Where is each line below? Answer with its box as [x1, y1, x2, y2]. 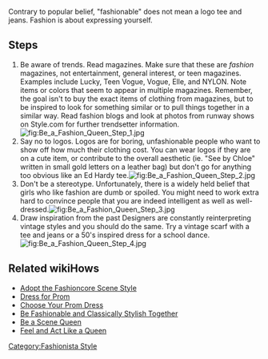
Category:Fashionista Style [8, 341, 98, 351]
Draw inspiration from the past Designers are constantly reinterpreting [19, 212, 252, 223]
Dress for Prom [19, 292, 70, 301]
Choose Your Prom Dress [19, 300, 104, 309]
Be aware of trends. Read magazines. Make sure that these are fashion [19, 59, 254, 69]
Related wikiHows [8, 262, 100, 276]
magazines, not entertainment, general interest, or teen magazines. [19, 68, 242, 78]
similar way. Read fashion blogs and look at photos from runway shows [19, 111, 254, 120]
